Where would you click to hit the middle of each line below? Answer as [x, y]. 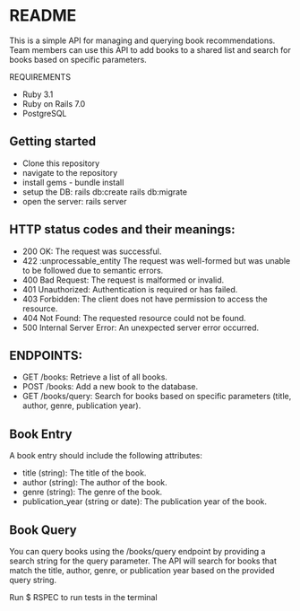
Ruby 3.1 [38, 94]
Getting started [53, 141]
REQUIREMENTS [40, 76]
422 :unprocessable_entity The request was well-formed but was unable [156, 260]
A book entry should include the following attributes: [106, 456]
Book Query [43, 530]
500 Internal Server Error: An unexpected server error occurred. [141, 327]
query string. [33, 580]
